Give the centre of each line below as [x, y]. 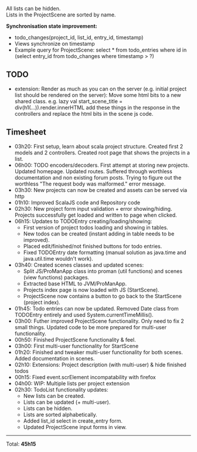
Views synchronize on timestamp [55, 44]
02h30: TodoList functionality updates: [61, 389]
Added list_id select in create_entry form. [73, 421]
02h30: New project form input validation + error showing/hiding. [93, 208]
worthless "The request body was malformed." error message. [90, 184]
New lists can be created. [54, 396]
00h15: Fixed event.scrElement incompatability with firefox [85, 377]
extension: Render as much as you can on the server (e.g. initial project [101, 89]
